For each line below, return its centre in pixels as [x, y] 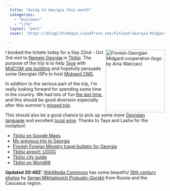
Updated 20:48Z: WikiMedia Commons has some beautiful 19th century [81, 172]
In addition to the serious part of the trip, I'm [51, 84]
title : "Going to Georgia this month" [51, 10]
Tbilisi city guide [30, 157]
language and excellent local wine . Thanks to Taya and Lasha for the [77, 120]
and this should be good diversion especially [52, 100]
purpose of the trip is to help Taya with [46, 63]
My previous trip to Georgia [41, 141]
